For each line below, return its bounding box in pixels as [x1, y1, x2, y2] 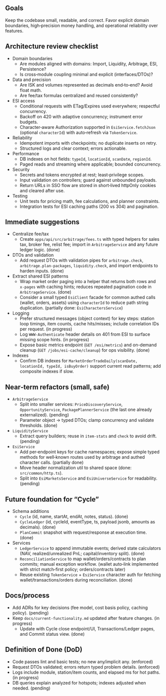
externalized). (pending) [19, 412, 69, 418]
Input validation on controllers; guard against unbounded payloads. [19, 177, 157, 183]
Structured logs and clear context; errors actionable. [19, 145, 127, 151]
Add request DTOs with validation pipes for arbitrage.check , [19, 257, 144, 263]
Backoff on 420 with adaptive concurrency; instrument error [19, 113, 143, 119]
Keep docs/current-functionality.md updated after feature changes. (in [12, 615, 160, 621]
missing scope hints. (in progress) [19, 337, 89, 343]
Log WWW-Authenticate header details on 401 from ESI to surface [19, 331, 150, 337]
